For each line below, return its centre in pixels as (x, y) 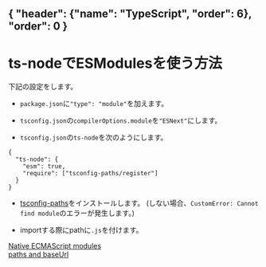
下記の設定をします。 (43, 87)
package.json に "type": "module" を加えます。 (94, 104)
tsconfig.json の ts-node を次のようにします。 (94, 137)
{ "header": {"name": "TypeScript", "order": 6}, (130, 14)
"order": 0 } (38, 27)
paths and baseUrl (39, 254)
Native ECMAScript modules (55, 246)
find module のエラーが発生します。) (77, 213)
